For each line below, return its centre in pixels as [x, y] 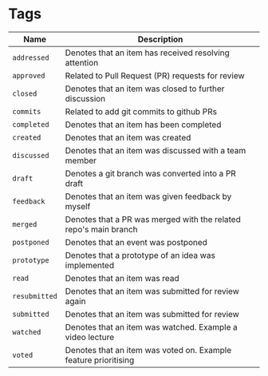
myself [78, 206]
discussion [85, 98]
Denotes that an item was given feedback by [148, 196]
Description [160, 39]
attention [82, 62]
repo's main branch [101, 229]
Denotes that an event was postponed [136, 242]
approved [29, 75]
